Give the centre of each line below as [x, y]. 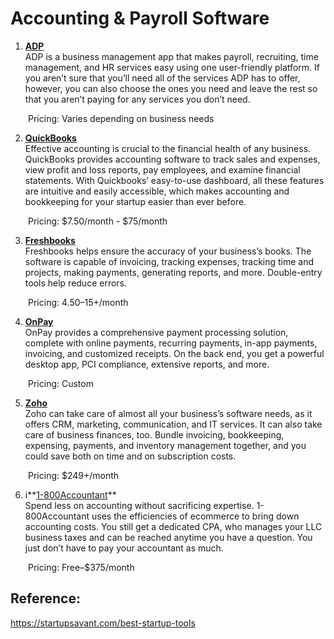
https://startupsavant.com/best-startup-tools [103, 623]
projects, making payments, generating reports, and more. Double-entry [173, 272]
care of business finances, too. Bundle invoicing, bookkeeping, [154, 434]
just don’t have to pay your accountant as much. [124, 548]
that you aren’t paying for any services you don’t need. [137, 99]
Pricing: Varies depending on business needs [121, 118]
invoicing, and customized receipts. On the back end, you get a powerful [174, 353]
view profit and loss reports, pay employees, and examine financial [162, 169]
